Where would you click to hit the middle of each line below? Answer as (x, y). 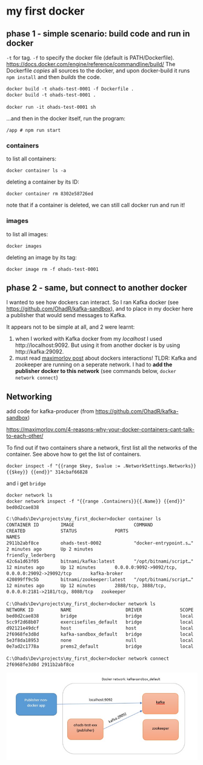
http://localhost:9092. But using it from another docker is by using (98, 345)
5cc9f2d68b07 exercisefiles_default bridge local (100, 622)
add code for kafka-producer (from (50, 411)
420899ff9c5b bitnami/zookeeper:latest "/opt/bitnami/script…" (100, 580)
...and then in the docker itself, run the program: (66, 118)
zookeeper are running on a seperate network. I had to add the (94, 365)
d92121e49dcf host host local (100, 628)
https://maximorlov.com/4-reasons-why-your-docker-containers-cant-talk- (101, 430)
